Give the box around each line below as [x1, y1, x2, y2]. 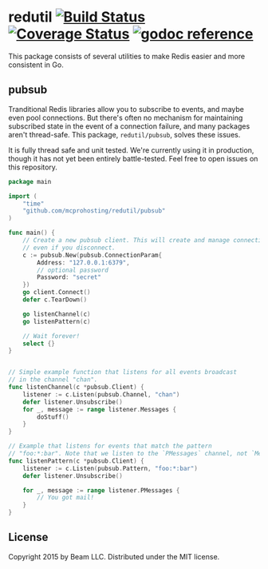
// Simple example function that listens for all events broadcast [8, 368, 238, 376]
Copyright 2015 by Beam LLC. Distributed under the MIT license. [8, 551, 220, 561]
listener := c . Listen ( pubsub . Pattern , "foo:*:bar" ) [22, 464, 198, 472]
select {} [22, 340, 56, 348]
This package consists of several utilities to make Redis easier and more [8, 51, 246, 61]
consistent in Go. [8, 60, 64, 70]
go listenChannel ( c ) [22, 310, 91, 318]
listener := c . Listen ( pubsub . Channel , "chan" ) [22, 390, 180, 399]
